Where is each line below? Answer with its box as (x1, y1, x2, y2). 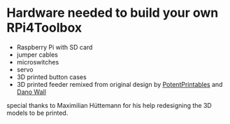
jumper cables (16, 50, 59, 59)
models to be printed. (6, 109, 69, 117)
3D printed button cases (16, 72, 87, 81)
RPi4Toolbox (6, 20, 82, 36)
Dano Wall (16, 88, 47, 96)
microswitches (16, 57, 59, 66)
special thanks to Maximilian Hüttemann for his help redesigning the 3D (6, 101, 213, 109)
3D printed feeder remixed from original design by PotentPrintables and (16, 80, 223, 88)
